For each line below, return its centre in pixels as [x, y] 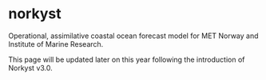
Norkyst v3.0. [31, 67]
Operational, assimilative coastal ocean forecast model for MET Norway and [133, 36]
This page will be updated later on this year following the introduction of [127, 59]
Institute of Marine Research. [56, 44]
